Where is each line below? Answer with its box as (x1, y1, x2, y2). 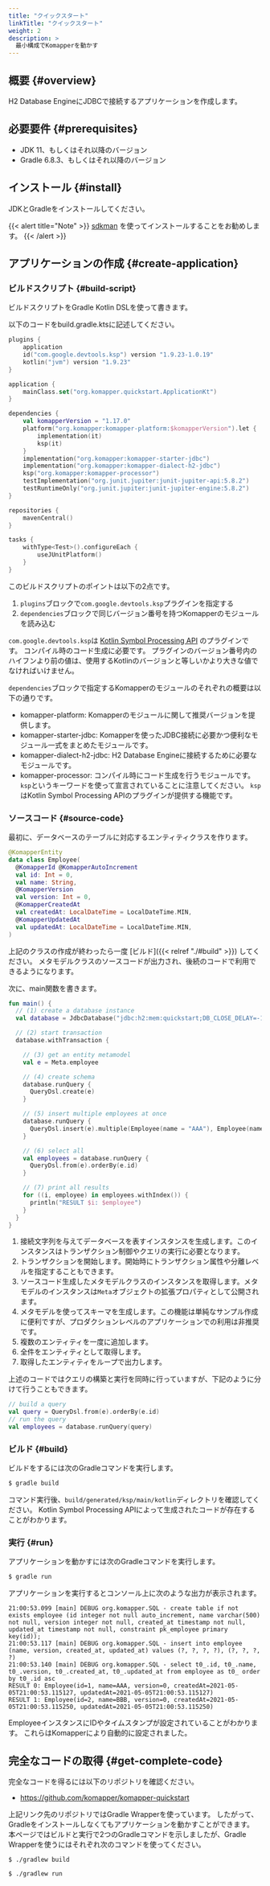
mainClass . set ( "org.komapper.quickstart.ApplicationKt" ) (22, 388, 218, 396)
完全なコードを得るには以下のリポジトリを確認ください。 (8, 1777, 198, 1786)
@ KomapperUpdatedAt (15, 915, 81, 923)
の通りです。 (14, 692, 58, 702)
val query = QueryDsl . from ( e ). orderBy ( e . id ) (8, 1408, 160, 1416)
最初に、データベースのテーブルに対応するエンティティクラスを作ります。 (8, 832, 252, 842)
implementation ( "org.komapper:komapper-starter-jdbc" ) (22, 454, 211, 462)
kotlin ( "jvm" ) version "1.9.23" (22, 358, 131, 366)
